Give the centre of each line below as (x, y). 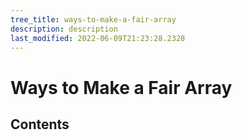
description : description (64, 29)
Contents (40, 124)
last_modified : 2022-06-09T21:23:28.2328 (98, 38)
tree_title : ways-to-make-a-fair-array (93, 19)
